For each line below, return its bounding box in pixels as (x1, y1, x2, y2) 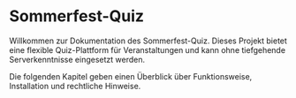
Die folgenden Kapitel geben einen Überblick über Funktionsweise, (9, 71, 253, 81)
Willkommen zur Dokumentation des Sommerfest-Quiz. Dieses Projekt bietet (9, 35, 287, 46)
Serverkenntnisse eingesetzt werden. (9, 54, 146, 64)
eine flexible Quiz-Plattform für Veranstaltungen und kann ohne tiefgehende (9, 44, 285, 55)
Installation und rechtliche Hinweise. (9, 80, 141, 91)
